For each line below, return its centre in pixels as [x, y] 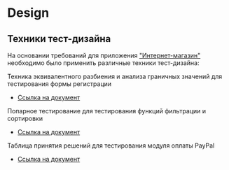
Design [28, 13]
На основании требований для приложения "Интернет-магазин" [104, 55]
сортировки [25, 118]
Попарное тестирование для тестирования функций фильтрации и [107, 111]
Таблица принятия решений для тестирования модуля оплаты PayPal [111, 146]
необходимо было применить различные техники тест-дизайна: [103, 63]
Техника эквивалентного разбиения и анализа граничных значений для [115, 76]
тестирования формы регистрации [60, 84]
